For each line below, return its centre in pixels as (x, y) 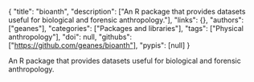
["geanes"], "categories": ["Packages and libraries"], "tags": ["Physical (126, 28)
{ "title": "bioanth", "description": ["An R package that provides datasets (127, 12)
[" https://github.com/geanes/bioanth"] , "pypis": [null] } (99, 45)
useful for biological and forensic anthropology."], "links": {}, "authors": (126, 20)
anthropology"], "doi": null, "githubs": (70, 37)
